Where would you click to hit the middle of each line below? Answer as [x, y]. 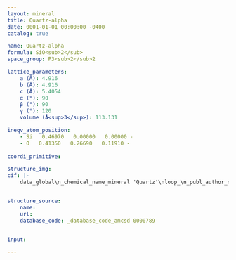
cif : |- [19, 176]
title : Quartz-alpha [38, 20]
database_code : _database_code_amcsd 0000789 [88, 221]
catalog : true [28, 33]
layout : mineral [31, 14]
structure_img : [29, 169]
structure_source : [34, 201]
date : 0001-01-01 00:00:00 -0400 [56, 27]
